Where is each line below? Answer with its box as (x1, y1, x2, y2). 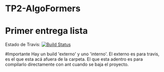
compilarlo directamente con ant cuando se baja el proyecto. (5, 62, 129, 68)
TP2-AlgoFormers (5, 3, 81, 14)
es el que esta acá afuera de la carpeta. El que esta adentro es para (5, 56, 143, 62)
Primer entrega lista (5, 25, 88, 37)
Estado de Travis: (5, 42, 41, 48)
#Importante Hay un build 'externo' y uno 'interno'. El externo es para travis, (5, 51, 160, 57)
